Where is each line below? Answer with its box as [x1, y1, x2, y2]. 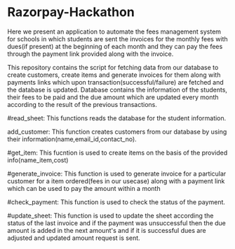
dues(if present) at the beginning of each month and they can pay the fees [7, 42, 223, 50]
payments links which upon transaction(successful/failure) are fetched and [7, 78, 224, 86]
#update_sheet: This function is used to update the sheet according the [7, 211, 214, 220]
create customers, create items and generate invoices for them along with [7, 71, 221, 79]
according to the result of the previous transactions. [7, 100, 158, 108]
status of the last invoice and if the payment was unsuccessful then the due [7, 218, 226, 227]
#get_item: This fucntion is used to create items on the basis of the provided [7, 148, 228, 157]
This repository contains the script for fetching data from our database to [7, 63, 219, 71]
